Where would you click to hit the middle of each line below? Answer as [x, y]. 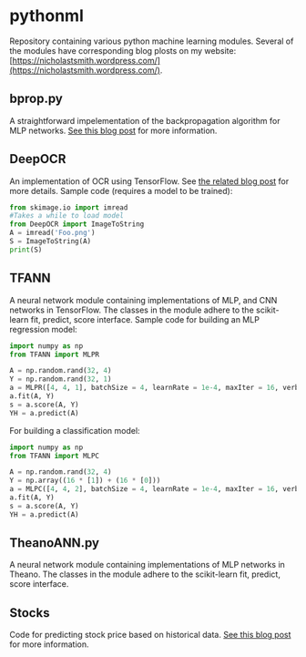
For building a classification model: [75, 430]
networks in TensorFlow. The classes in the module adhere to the [132, 310]
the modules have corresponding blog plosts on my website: [123, 50]
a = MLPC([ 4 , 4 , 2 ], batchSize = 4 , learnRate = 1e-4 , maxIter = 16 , [144, 489]
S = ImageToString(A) [51, 241]
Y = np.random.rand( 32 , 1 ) [61, 379]
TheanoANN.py [55, 543]
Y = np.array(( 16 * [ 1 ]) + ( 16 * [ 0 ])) [85, 481]
